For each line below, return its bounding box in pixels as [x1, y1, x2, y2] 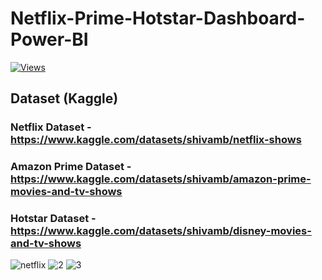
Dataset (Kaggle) [10, 90, 119, 107]
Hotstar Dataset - [10, 212, 97, 226]
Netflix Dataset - [10, 120, 92, 134]
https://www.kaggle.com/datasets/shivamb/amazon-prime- [10, 172, 312, 186]
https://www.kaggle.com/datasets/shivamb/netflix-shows [10, 133, 302, 147]
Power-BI [10, 28, 89, 51]
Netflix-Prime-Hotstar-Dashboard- [10, 7, 306, 30]
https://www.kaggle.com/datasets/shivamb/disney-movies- [10, 224, 312, 238]
